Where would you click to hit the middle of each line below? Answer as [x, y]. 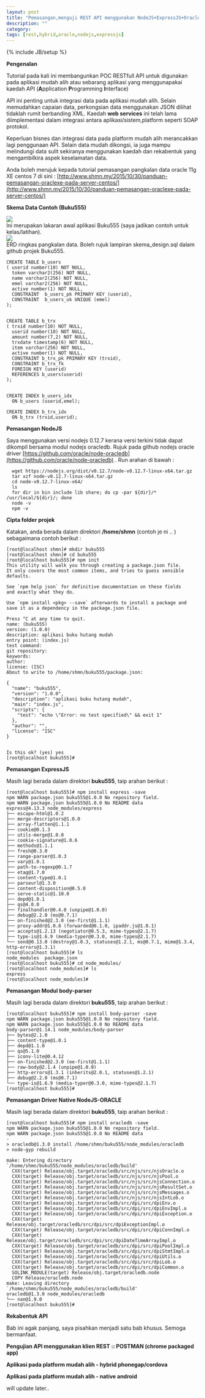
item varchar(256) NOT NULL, [49, 348]
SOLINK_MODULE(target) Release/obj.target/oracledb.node [86, 1273]
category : [19, 29]
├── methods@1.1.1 [30, 846]
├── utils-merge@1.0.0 [35, 835]
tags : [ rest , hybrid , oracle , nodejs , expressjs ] [65, 35]
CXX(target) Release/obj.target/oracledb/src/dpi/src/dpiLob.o [94, 1262]
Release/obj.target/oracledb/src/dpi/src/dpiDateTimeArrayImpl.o [91, 1241]
